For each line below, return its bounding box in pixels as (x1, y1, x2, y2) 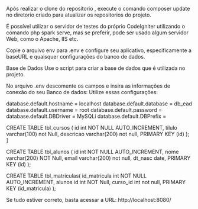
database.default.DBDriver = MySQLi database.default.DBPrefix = (6, 112, 167, 120)
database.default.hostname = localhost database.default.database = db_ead (6, 100, 192, 107)
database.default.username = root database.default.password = (6, 107, 163, 113)
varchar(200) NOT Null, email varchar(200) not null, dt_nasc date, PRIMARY (6, 155, 191, 162)
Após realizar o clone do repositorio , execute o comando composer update (6, 5, 190, 12)
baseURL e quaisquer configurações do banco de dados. (6, 53, 145, 60)
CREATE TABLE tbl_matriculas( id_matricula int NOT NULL (6, 172, 147, 179)
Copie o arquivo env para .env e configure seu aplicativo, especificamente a (6, 47, 192, 54)
